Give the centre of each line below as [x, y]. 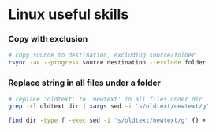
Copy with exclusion [48, 39]
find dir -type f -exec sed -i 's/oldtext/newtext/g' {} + [107, 121]
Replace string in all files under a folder [85, 82]
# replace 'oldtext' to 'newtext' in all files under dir [105, 99]
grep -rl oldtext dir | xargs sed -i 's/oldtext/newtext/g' [109, 106]
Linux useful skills [69, 15]
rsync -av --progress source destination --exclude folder [107, 63]
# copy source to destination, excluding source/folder [102, 55]
